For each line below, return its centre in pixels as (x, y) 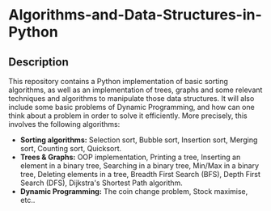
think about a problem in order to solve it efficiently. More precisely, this (128, 116)
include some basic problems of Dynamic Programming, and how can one (131, 107)
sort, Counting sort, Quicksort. (71, 148)
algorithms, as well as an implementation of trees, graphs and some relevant (135, 90)
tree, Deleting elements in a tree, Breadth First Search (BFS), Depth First (140, 174)
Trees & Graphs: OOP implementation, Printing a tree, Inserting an (130, 157)
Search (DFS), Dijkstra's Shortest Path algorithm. (102, 183)
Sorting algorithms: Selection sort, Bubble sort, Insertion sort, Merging (139, 140)
